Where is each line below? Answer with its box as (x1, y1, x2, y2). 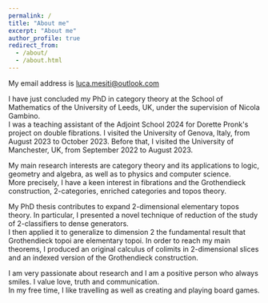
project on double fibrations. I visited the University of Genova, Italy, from (8, 127, 250, 137)
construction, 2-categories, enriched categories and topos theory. (8, 186, 226, 196)
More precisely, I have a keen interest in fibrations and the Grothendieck (8, 177, 246, 187)
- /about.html (15, 57, 62, 65)
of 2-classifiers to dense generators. (8, 218, 130, 228)
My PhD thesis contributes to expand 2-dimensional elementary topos (8, 201, 240, 211)
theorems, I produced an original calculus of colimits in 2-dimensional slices (8, 244, 259, 253)
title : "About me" (8, 19, 70, 27)
